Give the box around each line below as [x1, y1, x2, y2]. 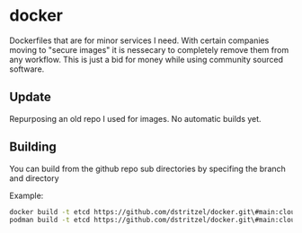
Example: [9, 190, 44, 201]
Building [9, 140, 57, 155]
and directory [9, 172, 59, 184]
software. [9, 64, 45, 74]
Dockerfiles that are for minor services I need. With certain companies [9, 35, 270, 46]
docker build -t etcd [9, 207, 91, 216]
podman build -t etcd [9, 216, 91, 225]
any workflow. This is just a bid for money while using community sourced [9, 54, 284, 65]
